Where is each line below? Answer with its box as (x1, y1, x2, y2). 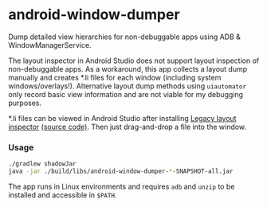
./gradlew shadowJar (8, 160, 77, 168)
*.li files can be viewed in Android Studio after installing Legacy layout (8, 113, 237, 123)
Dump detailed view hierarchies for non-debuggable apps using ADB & (8, 32, 241, 41)
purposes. (8, 98, 42, 107)
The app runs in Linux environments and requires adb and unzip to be (8, 182, 235, 191)
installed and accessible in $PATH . (8, 189, 117, 200)
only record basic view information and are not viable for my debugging (8, 89, 244, 99)
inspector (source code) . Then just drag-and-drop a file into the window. (8, 122, 247, 131)
